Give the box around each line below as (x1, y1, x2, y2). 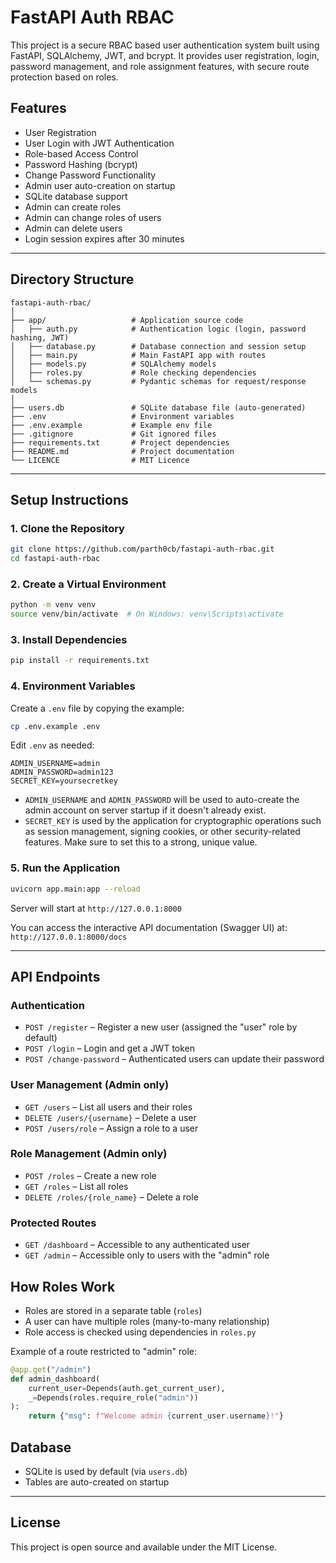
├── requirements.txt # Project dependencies (10, 437, 230, 448)
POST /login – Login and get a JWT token (24, 1042, 196, 1055)
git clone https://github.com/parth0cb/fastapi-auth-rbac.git (10, 544, 275, 555)
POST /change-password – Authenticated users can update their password (24, 1053, 325, 1065)
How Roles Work (10, 1278, 116, 1295)
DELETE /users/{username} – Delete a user (24, 1111, 197, 1123)
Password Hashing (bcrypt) (24, 158, 138, 170)
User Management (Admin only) (10, 1078, 170, 1092)
